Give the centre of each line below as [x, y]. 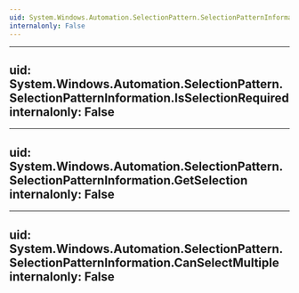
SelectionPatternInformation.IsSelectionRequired [149, 98]
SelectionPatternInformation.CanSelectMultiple [144, 262]
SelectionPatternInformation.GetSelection [129, 180]
